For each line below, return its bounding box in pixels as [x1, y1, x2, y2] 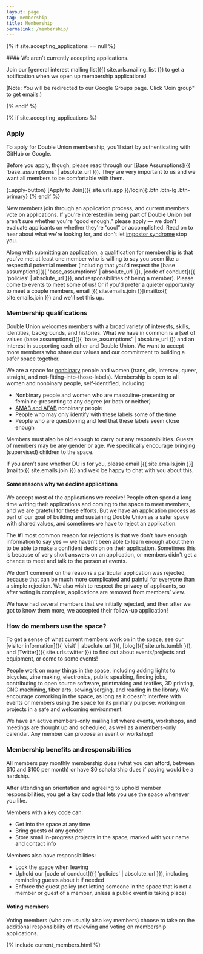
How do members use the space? [6, 622, 107, 630]
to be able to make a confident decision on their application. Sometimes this [6, 544, 196, 552]
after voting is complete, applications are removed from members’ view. [6, 589, 185, 596]
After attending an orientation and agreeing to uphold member [6, 784, 162, 791]
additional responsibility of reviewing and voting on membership [6, 923, 167, 930]
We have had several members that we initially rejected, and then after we [6, 600, 191, 608]
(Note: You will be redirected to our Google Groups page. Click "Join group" [6, 84, 195, 92]
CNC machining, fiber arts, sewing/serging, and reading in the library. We [6, 686, 189, 693]
